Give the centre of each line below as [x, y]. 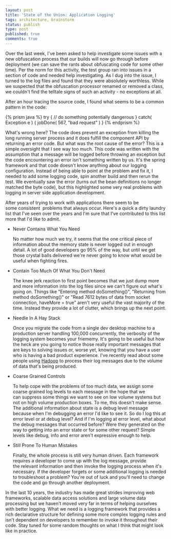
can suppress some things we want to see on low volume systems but [87, 397]
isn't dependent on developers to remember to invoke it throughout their [81, 519]
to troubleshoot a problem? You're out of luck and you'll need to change [89, 477]
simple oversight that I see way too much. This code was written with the [82, 149]
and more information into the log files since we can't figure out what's [87, 286]
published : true [23, 34]
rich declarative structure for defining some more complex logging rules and [86, 514]
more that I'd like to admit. [33, 219]
